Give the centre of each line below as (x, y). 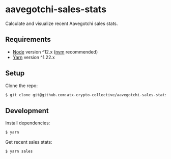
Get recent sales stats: (29, 142)
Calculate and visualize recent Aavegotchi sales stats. (62, 23)
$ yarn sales (19, 151)
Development (27, 111)
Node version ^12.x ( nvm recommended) (55, 51)
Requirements (28, 39)
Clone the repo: (22, 86)
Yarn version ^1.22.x (34, 57)
